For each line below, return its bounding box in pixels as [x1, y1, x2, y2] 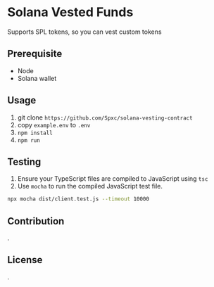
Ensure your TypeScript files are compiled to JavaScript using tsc [17, 174, 208, 183]
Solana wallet [17, 74, 57, 82]
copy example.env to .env [17, 120, 91, 129]
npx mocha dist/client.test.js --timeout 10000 [7, 196, 150, 203]
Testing [7, 155, 42, 167]
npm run [17, 136, 40, 144]
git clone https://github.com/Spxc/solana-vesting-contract [17, 113, 193, 122]
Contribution [7, 215, 65, 227]
